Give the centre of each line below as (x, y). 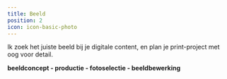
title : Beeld (27, 14)
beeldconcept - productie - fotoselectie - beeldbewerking (94, 68)
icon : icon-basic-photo (42, 27)
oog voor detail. (30, 54)
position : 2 (25, 20)
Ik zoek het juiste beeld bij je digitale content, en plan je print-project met (114, 47)
